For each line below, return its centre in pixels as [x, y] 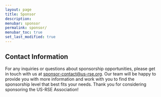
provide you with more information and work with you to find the [70, 79]
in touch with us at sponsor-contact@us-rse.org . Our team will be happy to [81, 73]
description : [18, 19]
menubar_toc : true [24, 32]
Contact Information [37, 57]
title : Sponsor [21, 14]
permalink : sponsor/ [26, 28]
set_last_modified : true [30, 37]
